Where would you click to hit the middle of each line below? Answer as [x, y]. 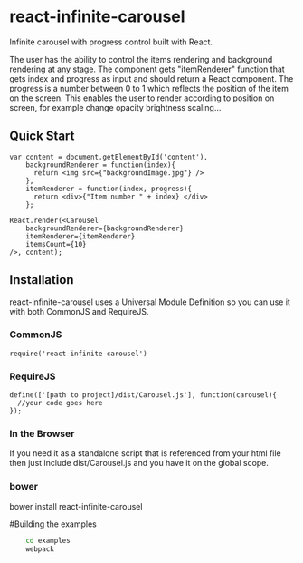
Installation [42, 280]
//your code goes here [60, 403]
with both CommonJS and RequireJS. [79, 311]
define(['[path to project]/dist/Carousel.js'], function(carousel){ [143, 395]
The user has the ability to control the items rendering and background [141, 59]
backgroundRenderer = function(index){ [101, 165]
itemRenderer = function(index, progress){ [109, 189]
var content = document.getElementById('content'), [109, 157]
